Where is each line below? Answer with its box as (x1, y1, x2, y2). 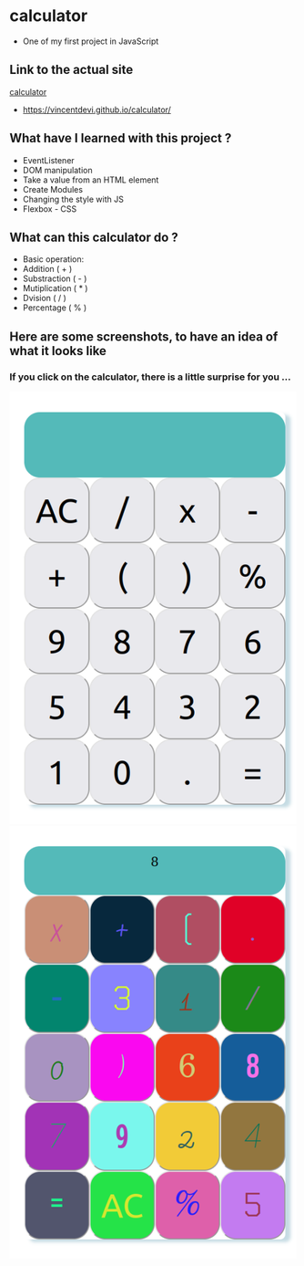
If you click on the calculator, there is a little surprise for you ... (9, 371, 291, 383)
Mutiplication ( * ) (22, 283, 88, 294)
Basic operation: (22, 254, 85, 265)
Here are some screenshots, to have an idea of (9, 329, 279, 344)
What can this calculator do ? (9, 229, 179, 245)
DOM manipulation (22, 164, 93, 175)
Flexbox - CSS (22, 203, 77, 214)
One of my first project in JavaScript (22, 36, 159, 47)
